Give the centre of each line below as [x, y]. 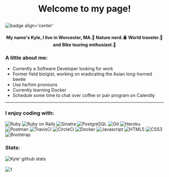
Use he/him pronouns [35, 85]
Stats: [13, 148]
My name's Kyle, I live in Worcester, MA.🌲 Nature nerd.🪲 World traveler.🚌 [84, 37]
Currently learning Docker [39, 90]
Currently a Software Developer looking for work [63, 69]
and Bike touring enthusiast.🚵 [84, 45]
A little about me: [26, 57]
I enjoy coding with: [30, 113]
